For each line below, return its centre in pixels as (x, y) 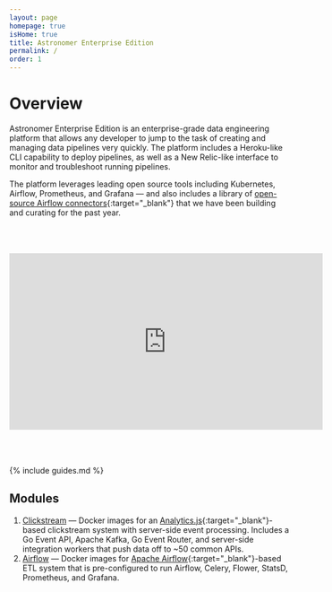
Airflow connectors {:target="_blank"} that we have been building (156, 203)
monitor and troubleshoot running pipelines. (90, 166)
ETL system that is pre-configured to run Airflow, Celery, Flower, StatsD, (155, 568)
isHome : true (34, 34)
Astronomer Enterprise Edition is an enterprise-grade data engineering (140, 128)
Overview (46, 104)
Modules (34, 499)
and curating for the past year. (65, 213)
